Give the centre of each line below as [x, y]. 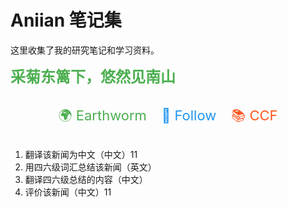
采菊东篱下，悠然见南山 [93, 76]
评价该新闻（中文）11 [68, 192]
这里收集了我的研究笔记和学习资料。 [85, 50]
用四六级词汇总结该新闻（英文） [90, 167]
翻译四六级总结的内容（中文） [86, 179]
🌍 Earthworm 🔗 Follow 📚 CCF [168, 115]
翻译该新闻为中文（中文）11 [81, 154]
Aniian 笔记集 [66, 20]
